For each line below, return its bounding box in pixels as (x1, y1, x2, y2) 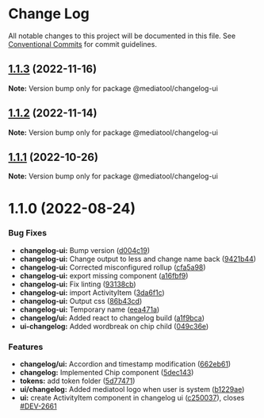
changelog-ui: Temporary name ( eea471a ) (19, 305, 160, 314)
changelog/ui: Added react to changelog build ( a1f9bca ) (19, 313, 205, 322)
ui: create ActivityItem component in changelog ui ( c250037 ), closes (19, 393, 245, 403)
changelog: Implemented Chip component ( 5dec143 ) (19, 368, 194, 378)
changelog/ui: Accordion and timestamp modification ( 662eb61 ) (19, 359, 231, 369)
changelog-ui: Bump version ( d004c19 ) (19, 245, 151, 255)
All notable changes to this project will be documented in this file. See (8, 31, 236, 40)
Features (8, 341, 44, 352)
